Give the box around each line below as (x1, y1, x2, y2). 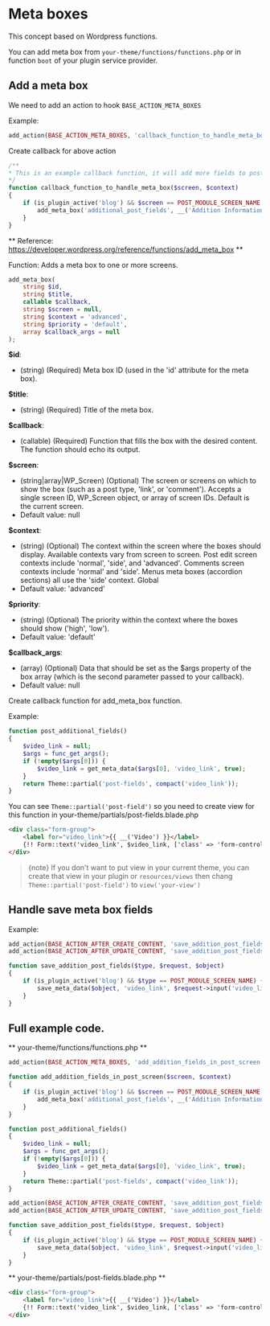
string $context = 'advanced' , (22, 313, 128, 321)
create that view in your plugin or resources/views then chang (27, 871, 233, 881)
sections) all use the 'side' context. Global (19, 576, 159, 585)
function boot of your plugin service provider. (8, 55, 158, 65)
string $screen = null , (22, 306, 103, 314)
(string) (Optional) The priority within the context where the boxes (19, 615, 239, 625)
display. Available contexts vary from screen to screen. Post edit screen (19, 550, 258, 560)
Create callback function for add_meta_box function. (8, 696, 182, 706)
